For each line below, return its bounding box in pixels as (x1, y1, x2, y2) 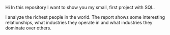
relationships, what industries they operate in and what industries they (5, 20, 153, 25)
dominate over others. (5, 25, 52, 31)
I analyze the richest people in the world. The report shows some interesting (5, 14, 165, 20)
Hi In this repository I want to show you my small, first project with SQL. (5, 5, 155, 10)
